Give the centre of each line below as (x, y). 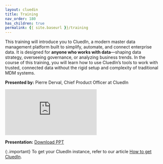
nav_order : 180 (20, 19)
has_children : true (25, 23)
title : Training (21, 14)
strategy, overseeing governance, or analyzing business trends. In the (75, 57)
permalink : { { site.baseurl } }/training (47, 28)
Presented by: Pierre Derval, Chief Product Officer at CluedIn (67, 82)
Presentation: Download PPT (35, 142)
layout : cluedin (21, 10)
